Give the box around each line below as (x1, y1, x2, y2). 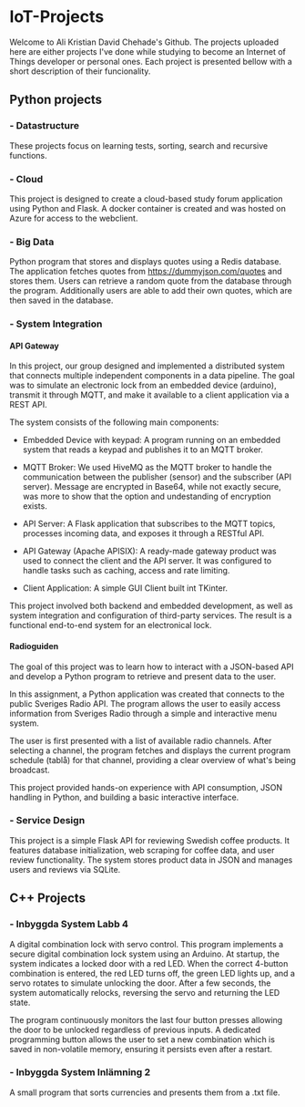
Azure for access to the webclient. (9, 212, 138, 223)
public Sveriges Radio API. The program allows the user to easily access (9, 698, 280, 709)
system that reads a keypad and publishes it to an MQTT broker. (22, 444, 264, 455)
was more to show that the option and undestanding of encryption (22, 491, 271, 502)
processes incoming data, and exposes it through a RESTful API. (22, 528, 265, 539)
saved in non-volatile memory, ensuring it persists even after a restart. (9, 1043, 273, 1054)
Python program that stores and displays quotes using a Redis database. (9, 256, 282, 267)
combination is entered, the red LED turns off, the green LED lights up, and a (9, 967, 296, 978)
